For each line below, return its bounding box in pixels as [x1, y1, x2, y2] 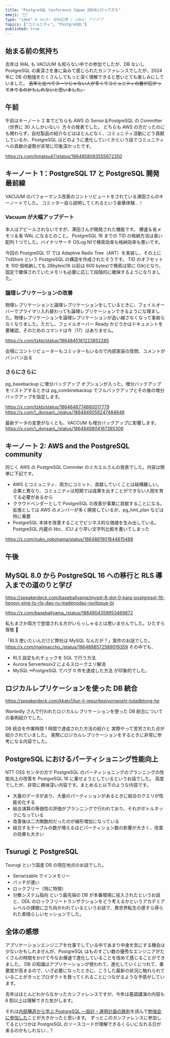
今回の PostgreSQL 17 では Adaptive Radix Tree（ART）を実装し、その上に [5, 249, 161, 256]
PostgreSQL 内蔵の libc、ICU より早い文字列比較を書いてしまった [12, 526, 150, 532]
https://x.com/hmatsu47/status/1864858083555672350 [5, 153, 123, 159]
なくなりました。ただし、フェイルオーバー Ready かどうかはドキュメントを [5, 321, 163, 327]
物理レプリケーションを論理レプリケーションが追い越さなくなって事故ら [14, 315, 165, 321]
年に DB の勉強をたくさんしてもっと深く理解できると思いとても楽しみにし [5, 73, 160, 80]
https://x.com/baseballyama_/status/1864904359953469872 [5, 610, 133, 616]
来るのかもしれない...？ [5, 1027, 54, 1033]
